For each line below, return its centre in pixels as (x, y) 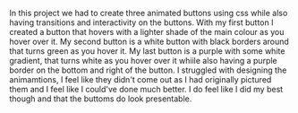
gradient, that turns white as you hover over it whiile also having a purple (143, 61)
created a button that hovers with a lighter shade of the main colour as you (147, 32)
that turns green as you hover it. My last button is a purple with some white (147, 51)
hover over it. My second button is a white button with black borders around (149, 41)
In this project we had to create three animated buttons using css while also (149, 13)
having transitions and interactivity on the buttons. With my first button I (141, 22)
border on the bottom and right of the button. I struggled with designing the (148, 70)
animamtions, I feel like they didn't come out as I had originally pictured (140, 79)
